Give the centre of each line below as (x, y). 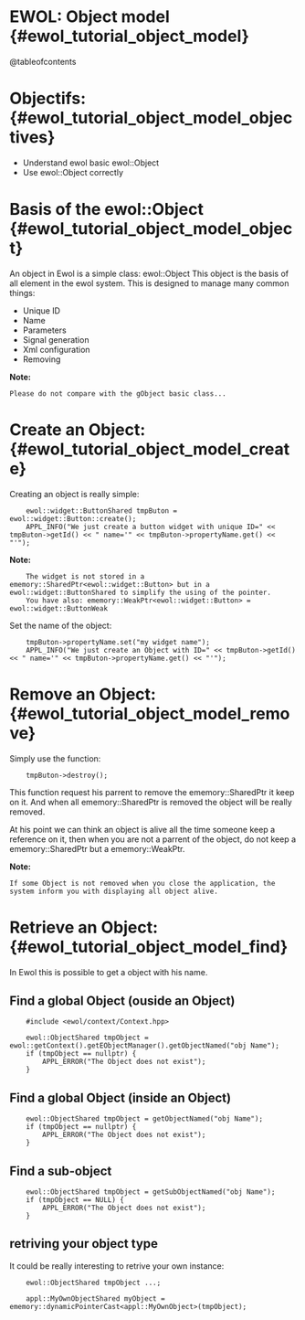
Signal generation (56, 339)
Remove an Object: (83, 694)
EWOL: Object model (90, 17)
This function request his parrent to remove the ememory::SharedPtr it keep (152, 792)
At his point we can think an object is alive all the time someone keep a (142, 829)
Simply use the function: (55, 758)
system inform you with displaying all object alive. (114, 891)
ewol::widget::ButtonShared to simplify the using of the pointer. (141, 592)
